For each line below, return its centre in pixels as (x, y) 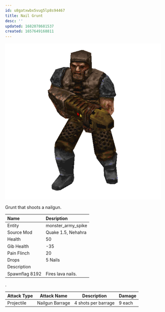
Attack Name (54, 296)
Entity (13, 225)
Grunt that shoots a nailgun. (33, 208)
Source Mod (20, 232)
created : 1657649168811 (30, 31)
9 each (126, 303)
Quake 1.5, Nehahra (66, 232)
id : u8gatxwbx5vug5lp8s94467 (35, 10)
